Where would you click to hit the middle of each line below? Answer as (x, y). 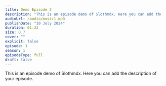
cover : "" (15, 37)
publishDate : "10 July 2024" (35, 23)
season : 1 (15, 50)
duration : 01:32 (22, 28)
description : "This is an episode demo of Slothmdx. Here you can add (79, 14)
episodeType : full (24, 55)
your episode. (19, 79)
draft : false (19, 60)
